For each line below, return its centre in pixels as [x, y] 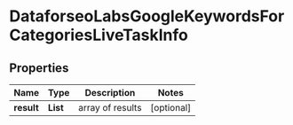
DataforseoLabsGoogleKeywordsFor [147, 16]
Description [110, 93]
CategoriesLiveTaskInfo [99, 35]
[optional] [171, 108]
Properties [39, 68]
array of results [110, 108]
